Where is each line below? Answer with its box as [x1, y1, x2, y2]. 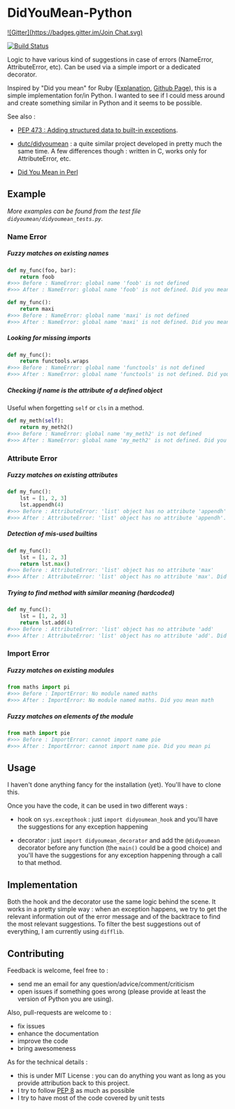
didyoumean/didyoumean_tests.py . [7, 214, 104, 222]
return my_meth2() [20, 423, 73, 430]
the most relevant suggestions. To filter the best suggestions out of [7, 920, 201, 928]
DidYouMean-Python [7, 5, 133, 21]
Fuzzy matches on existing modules [7, 666, 115, 674]
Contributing [7, 948, 64, 960]
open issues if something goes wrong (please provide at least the [17, 987, 206, 996]
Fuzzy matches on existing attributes [7, 471, 118, 479]
